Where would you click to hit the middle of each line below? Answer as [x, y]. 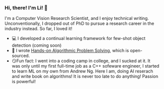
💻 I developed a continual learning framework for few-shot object [79, 38]
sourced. [21, 56]
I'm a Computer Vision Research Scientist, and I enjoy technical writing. [77, 18]
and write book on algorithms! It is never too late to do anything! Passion [85, 76]
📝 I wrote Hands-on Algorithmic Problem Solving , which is [70, 51]
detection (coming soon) [37, 45]
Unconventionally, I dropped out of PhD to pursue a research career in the [79, 23]
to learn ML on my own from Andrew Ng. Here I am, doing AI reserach [82, 71]
